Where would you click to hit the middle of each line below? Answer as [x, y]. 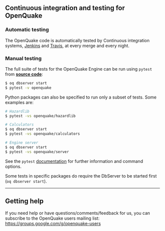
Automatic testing [27, 30]
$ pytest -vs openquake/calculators [42, 134]
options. [14, 166]
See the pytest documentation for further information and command [74, 161]
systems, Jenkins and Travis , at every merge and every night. [67, 46]
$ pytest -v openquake [28, 88]
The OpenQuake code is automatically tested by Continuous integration [77, 40]
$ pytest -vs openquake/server [37, 152]
